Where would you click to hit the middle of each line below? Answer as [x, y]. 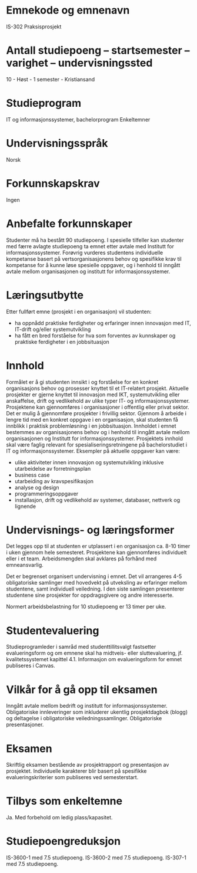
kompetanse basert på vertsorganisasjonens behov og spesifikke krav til [94, 259]
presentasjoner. [25, 725]
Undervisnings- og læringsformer [90, 530]
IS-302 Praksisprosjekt [34, 27]
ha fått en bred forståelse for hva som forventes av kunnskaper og [95, 335]
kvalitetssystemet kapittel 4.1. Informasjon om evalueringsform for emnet [94, 659]
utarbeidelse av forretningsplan [53, 468]
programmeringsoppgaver [46, 494]
